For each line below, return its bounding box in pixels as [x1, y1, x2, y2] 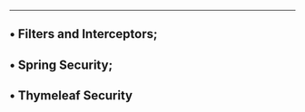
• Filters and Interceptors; [9, 26, 158, 42]
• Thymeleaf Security [9, 88, 133, 104]
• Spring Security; [9, 57, 113, 72]
